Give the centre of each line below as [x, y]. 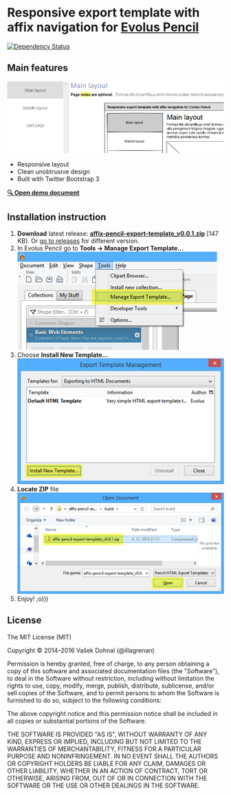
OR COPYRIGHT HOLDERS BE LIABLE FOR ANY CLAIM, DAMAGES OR [107, 763]
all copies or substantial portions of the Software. [77, 721]
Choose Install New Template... [63, 354]
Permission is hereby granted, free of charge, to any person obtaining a [108, 664]
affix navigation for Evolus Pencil [103, 27]
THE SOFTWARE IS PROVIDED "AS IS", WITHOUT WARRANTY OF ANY [107, 734]
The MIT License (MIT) [40, 637]
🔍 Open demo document [43, 193]
